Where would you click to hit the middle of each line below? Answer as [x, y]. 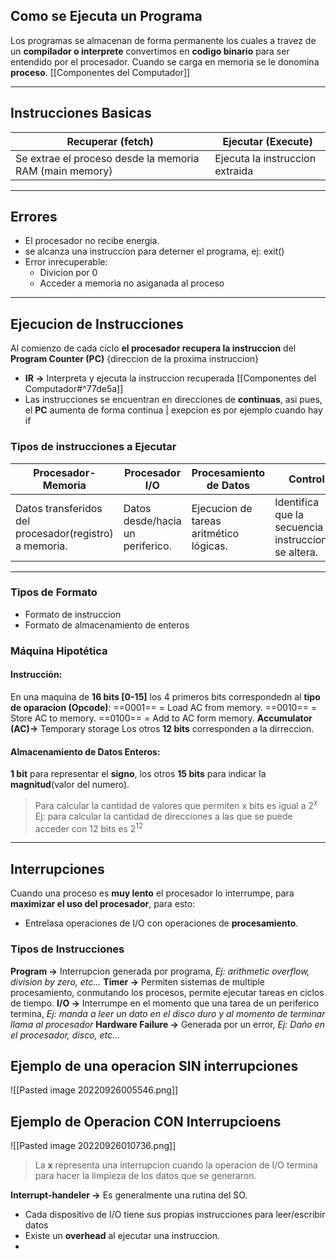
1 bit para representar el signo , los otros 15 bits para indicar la [138, 774]
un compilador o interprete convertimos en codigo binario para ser [150, 51]
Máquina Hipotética [59, 651]
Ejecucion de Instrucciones [97, 324]
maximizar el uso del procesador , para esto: [103, 904]
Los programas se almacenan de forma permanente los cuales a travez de [163, 40]
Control [306, 479]
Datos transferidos [59, 508]
